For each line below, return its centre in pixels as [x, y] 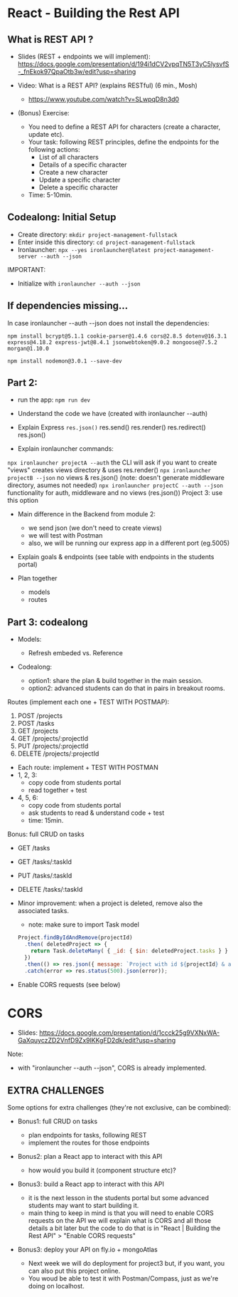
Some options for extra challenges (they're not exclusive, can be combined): [119, 1108]
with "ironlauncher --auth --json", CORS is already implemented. [112, 1068]
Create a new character [73, 172]
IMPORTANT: [27, 269]
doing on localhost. [56, 1286]
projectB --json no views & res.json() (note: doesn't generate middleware [116, 478]
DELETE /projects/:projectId [58, 754]
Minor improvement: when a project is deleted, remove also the [110, 903]
